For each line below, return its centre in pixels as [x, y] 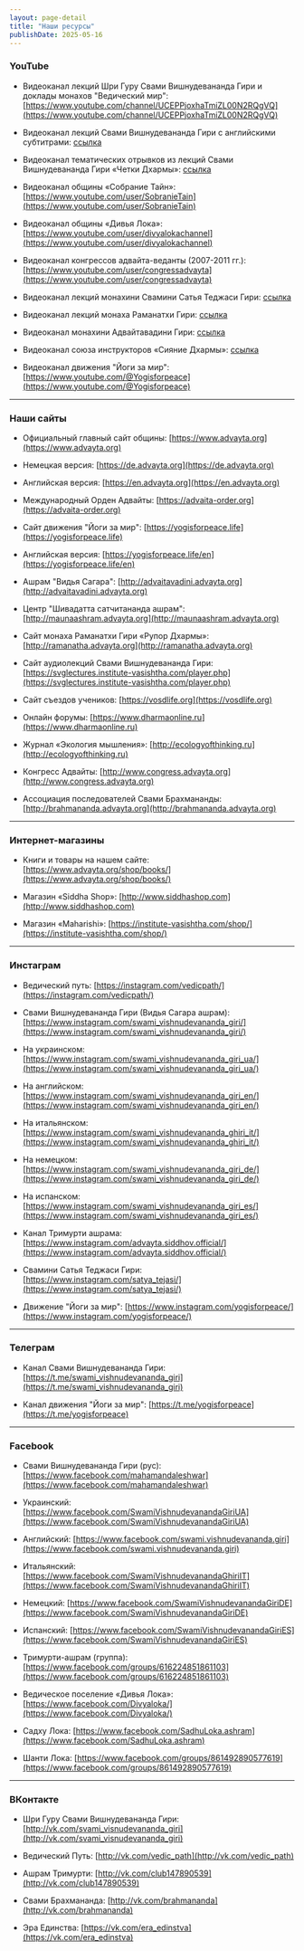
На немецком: [50, 1159]
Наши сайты [38, 418]
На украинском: [54, 1049]
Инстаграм [35, 966]
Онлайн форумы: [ [57, 717]
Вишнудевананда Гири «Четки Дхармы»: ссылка [117, 169]
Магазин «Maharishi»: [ [66, 924]
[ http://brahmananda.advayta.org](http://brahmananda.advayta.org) [149, 808]
